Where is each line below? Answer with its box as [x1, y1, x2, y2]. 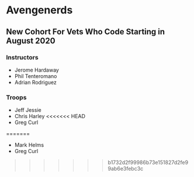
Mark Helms [14, 141, 44, 148]
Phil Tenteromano [14, 72, 57, 79]
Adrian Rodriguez [14, 79, 57, 86]
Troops [6, 93, 27, 101]
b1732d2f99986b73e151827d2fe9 [108, 159, 189, 166]
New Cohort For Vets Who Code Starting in [6, 27, 165, 37]
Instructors [6, 53, 39, 61]
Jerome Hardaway [14, 66, 60, 73]
